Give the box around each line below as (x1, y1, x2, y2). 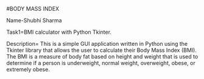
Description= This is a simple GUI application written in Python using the (6, 40, 188, 47)
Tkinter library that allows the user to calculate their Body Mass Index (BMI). (6, 46, 197, 54)
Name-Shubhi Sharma (6, 17, 62, 24)
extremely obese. (6, 66, 50, 73)
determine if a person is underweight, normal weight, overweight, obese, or (6, 60, 196, 66)
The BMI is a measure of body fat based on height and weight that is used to (6, 53, 199, 60)
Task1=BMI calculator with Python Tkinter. (6, 28, 111, 36)
